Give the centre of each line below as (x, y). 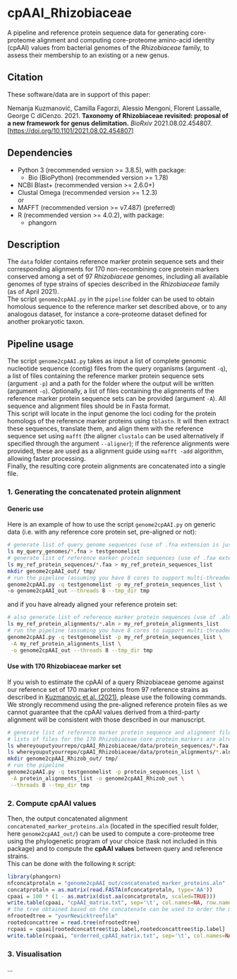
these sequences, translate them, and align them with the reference (105, 428)
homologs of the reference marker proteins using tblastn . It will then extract (118, 421)
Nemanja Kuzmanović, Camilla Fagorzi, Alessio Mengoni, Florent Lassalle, (115, 108)
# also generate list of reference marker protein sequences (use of (112, 617)
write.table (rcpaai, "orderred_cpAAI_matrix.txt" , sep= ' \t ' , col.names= (116, 936)
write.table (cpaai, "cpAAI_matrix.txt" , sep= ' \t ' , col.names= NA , (105, 903)
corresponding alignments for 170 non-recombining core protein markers (114, 269)
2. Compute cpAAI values (52, 803)
